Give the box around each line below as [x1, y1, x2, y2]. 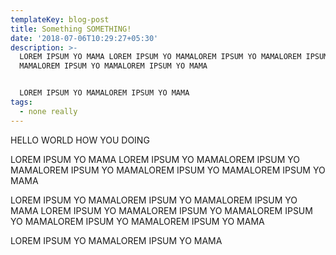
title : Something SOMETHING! [10, 24, 132, 34]
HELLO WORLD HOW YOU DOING [10, 134, 150, 146]
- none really [19, 106, 78, 116]
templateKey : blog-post [10, 14, 110, 25]
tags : [10, 97, 33, 107]
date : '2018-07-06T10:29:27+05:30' [10, 33, 159, 43]
